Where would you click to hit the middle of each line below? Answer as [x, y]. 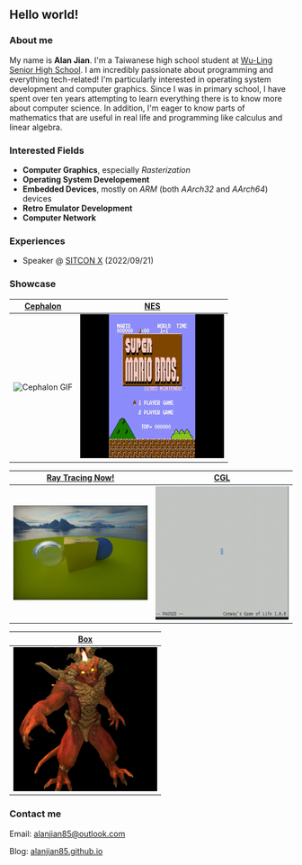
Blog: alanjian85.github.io [56, 851]
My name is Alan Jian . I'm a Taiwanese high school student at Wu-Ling [141, 60]
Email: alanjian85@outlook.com [67, 833]
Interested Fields [47, 150]
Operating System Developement [86, 179]
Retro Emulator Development [77, 208]
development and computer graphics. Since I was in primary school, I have [147, 88]
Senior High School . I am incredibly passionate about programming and [142, 69]
